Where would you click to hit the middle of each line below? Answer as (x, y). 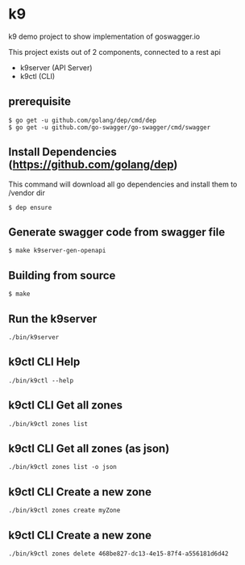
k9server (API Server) (56, 67)
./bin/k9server (34, 337)
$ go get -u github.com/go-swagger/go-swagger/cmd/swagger (110, 127)
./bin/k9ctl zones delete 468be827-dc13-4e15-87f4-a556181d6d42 (118, 554)
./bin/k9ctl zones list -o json (62, 467)
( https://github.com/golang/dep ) (93, 165)
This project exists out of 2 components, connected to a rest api (115, 52)
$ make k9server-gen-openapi (57, 251)
